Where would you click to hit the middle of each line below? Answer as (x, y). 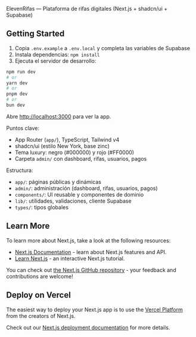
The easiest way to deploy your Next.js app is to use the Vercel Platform (95, 310)
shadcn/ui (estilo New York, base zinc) (62, 146)
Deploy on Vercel (39, 295)
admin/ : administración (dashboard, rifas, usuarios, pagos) (86, 188)
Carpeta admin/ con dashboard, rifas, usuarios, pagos (81, 158)
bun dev (16, 105)
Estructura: (20, 170)
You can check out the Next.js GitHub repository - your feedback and (91, 270)
